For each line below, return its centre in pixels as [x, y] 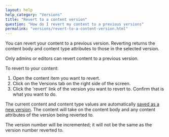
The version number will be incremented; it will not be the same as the [79, 125]
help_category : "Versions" [34, 15]
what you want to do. [35, 94]
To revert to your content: [32, 68]
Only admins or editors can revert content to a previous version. [72, 58]
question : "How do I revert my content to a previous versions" [75, 24]
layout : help [19, 10]
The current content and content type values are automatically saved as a [82, 104]
